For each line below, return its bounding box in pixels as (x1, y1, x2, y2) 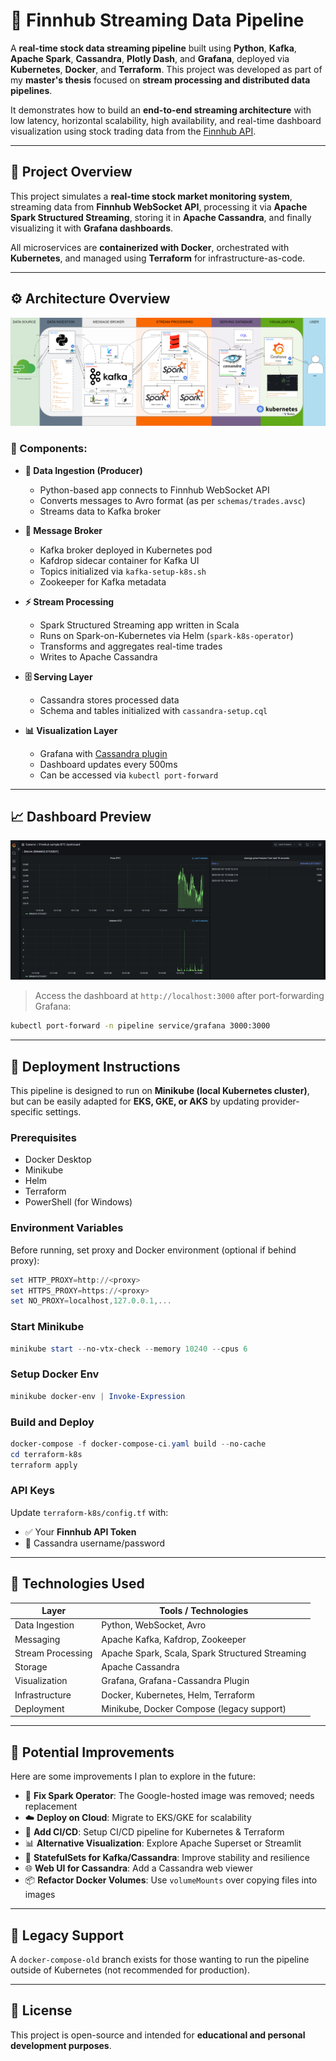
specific (10, 1106, 44, 1118)
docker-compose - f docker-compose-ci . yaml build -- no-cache (10, 1439, 267, 1449)
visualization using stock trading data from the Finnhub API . (10, 125, 257, 137)
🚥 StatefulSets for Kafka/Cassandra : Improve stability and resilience (24, 1852, 311, 1864)
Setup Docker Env (10, 1367, 100, 1381)
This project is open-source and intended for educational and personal (10, 2029, 306, 2041)
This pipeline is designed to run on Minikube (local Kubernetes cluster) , (10, 1085, 310, 1097)
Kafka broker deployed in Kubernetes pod (39, 544, 213, 556)
